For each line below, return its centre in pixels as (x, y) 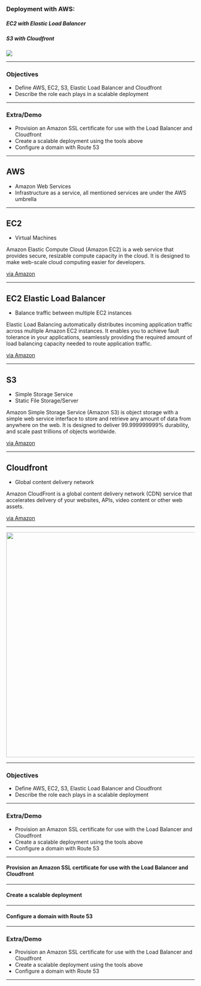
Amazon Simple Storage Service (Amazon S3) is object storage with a (92, 413)
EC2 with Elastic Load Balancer (46, 23)
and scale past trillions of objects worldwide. (61, 432)
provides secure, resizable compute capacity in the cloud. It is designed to (98, 256)
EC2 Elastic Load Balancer (56, 298)
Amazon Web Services (43, 186)
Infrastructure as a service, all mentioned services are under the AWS (100, 192)
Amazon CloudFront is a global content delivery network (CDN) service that (99, 494)
